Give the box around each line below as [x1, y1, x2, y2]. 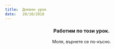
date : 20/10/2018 [5, 12, 45, 16]
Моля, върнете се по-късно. [52, 38, 111, 44]
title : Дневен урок [5, 7, 47, 12]
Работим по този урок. [53, 28, 110, 34]
